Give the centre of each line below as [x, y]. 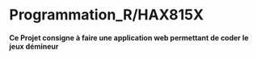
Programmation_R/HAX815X [107, 15]
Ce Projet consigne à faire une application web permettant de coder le [129, 37]
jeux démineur [34, 46]
